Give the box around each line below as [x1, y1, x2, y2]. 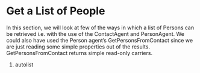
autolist [14, 61, 34, 68]
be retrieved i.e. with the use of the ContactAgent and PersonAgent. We [6, 30, 185, 37]
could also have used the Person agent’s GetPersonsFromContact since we [6, 36, 193, 44]
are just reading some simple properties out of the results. [6, 43, 151, 50]
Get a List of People [6, 4, 105, 18]
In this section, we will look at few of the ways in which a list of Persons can [6, 24, 195, 31]
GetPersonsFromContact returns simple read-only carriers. [6, 49, 152, 56]
